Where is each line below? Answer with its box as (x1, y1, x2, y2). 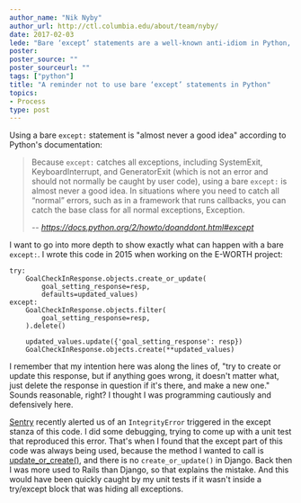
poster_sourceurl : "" (9, 64, 91, 73)
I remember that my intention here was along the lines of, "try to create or (9, 361, 281, 372)
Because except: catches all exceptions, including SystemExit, (31, 157, 263, 167)
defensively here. (9, 400, 74, 410)
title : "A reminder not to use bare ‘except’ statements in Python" (9, 80, 271, 89)
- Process (9, 96, 47, 106)
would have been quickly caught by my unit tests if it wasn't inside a (9, 474, 262, 485)
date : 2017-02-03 (9, 30, 75, 39)
